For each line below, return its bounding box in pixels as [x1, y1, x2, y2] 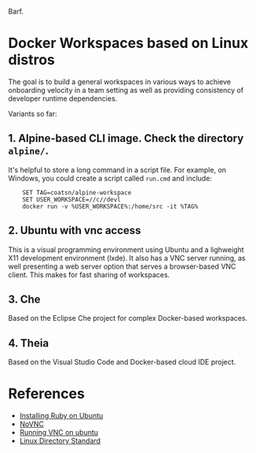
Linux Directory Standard [19, 436, 101, 446]
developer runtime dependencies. [8, 94, 118, 103]
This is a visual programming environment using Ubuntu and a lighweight [8, 244, 244, 254]
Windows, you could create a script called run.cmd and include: [8, 173, 212, 183]
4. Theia [8, 336, 49, 350]
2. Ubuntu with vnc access [8, 224, 141, 237]
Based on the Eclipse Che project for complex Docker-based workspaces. [8, 314, 248, 323]
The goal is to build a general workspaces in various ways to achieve [8, 76, 232, 86]
